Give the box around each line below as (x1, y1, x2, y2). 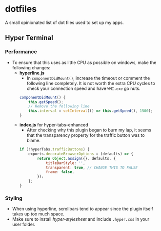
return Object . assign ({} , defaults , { (37, 156, 116, 161)
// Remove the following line (28, 104, 90, 109)
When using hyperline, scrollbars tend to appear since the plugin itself (12, 206, 154, 212)
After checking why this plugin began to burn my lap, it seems (26, 127, 151, 133)
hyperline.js (19, 70, 45, 76)
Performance (5, 48, 38, 55)
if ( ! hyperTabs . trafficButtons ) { (19, 147, 90, 152)
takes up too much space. (12, 211, 65, 217)
